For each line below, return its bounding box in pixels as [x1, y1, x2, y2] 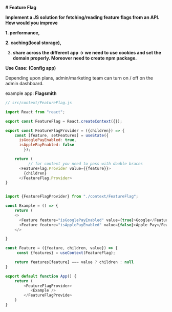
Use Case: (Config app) [5, 65, 56, 71]
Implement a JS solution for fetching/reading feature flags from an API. [5, 14, 160, 20]
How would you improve [5, 20, 58, 26]
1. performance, [5, 30, 40, 35]
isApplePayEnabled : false [18, 142, 74, 148]
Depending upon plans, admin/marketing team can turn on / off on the [5, 75, 154, 81]
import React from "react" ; [5, 109, 66, 114]
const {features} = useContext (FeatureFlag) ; [16, 250, 116, 256]
